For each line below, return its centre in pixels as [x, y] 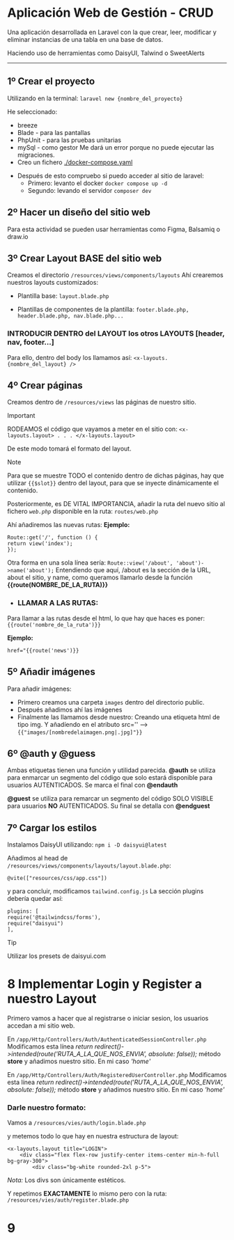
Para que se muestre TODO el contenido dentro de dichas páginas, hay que [116, 476]
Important [21, 416]
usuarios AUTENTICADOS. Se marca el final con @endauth [93, 785]
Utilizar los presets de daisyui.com [57, 956]
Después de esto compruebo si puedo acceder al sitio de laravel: [110, 175]
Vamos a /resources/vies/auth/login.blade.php [77, 1123]
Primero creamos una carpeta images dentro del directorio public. [111, 702]
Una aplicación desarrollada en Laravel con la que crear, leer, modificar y [112, 32]
